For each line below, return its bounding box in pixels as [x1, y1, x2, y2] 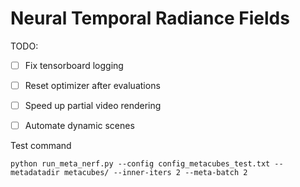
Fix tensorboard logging [24, 59, 124, 71]
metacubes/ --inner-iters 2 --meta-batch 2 [63, 168, 248, 178]
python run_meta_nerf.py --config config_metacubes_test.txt [10, 159, 271, 169]
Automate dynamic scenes [24, 120, 135, 132]
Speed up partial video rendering [24, 100, 162, 112]
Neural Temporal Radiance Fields [10, 7, 290, 30]
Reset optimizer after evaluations [24, 80, 161, 91]
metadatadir [10, 168, 60, 178]
